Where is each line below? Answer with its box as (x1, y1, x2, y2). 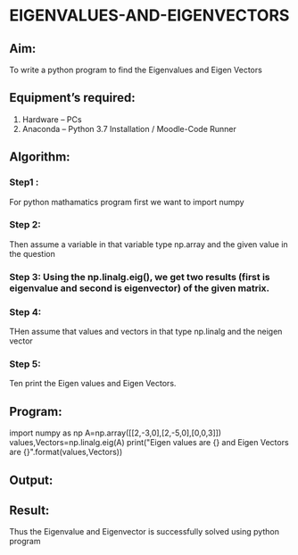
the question (9, 248, 55, 259)
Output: (9, 472, 54, 487)
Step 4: (9, 305, 42, 318)
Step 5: (9, 358, 42, 370)
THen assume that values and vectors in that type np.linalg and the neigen (9, 327, 283, 337)
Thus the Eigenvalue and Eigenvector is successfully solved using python (9, 526, 279, 537)
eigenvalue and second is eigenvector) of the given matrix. (9, 282, 270, 294)
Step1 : (9, 176, 39, 188)
